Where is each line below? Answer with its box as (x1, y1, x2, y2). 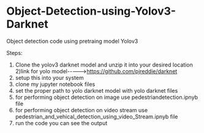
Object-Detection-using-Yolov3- (6, 4, 176, 18)
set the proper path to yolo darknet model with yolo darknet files (15, 87, 178, 94)
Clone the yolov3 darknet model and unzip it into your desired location (15, 61, 193, 68)
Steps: (6, 49, 23, 56)
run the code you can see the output (15, 119, 108, 126)
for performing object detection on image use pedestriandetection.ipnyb (15, 93, 198, 101)
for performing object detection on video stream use (15, 106, 148, 113)
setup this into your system (15, 74, 84, 81)
